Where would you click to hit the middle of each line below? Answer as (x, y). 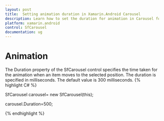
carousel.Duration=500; (29, 104)
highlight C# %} (21, 85)
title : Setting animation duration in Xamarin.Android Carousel (73, 14)
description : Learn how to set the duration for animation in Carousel (79, 18)
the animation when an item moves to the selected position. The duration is (81, 75)
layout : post (18, 9)
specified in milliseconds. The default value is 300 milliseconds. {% (73, 80)
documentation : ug (24, 32)
